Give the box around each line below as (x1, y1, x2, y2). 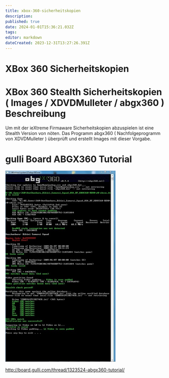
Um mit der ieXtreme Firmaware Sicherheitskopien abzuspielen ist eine (5, 125, 154, 131)
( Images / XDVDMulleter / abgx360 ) (5, 97, 164, 109)
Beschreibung (5, 108, 66, 120)
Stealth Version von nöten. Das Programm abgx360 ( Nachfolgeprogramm (5, 130, 161, 136)
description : (5, 13, 33, 19)
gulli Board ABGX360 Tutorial (5, 153, 132, 165)
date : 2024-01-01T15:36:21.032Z (5, 24, 74, 30)
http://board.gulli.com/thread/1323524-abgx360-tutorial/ (5, 367, 125, 373)
